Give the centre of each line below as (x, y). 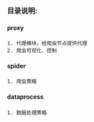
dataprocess (26, 97)
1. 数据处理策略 (27, 112)
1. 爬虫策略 (22, 82)
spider (16, 66)
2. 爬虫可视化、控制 (32, 51)
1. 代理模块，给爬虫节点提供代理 (47, 44)
